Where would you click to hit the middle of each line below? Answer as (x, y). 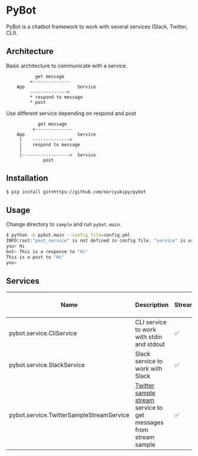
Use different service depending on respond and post (71, 113)
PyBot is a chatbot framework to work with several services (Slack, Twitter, (97, 27)
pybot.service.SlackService (47, 365)
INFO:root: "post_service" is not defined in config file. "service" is (96, 241)
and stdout (150, 345)
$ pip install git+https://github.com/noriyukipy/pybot (76, 192)
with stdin (148, 337)
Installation (27, 178)
